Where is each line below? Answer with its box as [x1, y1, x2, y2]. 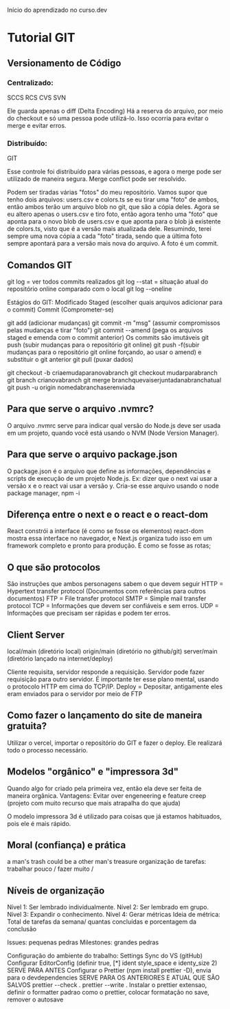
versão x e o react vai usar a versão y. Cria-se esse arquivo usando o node [7, 481, 220, 490]
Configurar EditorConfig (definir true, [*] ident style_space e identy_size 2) [7, 959, 218, 967]
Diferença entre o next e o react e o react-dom [7, 509, 208, 520]
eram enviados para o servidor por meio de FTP [7, 690, 143, 698]
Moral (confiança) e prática [7, 839, 126, 851]
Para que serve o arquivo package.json [7, 448, 178, 460]
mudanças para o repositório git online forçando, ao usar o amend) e [7, 347, 202, 356]
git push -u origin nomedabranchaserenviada [7, 383, 135, 391]
